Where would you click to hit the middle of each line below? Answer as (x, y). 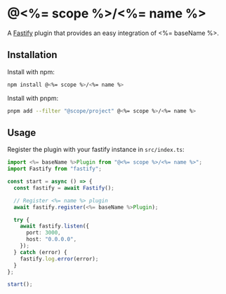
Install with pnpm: (33, 98)
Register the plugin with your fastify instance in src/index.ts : (96, 150)
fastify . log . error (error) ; (59, 259)
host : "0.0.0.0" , (51, 239)
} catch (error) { (41, 252)
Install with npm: (31, 71)
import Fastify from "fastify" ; (54, 169)
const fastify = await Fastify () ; (64, 188)
